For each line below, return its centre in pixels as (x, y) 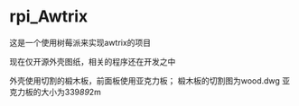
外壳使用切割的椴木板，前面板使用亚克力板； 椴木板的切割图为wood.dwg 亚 (150, 80)
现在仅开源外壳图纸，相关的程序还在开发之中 (93, 61)
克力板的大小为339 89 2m (56, 92)
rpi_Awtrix (49, 17)
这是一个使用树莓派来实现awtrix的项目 (80, 42)
